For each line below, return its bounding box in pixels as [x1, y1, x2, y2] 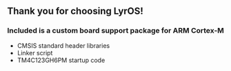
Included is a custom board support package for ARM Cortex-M [7, 26, 224, 35]
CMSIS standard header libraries [17, 41, 110, 50]
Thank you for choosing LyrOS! [7, 5, 143, 17]
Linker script [17, 48, 53, 57]
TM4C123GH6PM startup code [17, 56, 106, 64]
